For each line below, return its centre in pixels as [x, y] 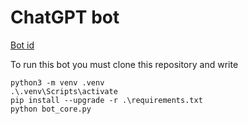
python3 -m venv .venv [57, 82]
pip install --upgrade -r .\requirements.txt [106, 100]
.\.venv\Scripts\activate [64, 91]
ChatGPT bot [65, 17]
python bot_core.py [51, 109]
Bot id [22, 45]
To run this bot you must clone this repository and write [124, 64]
